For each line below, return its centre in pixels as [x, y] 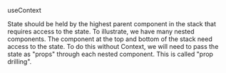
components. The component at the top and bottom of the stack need [110, 39]
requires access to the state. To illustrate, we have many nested [101, 32]
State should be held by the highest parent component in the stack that [112, 24]
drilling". [20, 62]
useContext [24, 10]
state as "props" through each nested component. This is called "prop [111, 54]
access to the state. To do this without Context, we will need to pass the [113, 46]
